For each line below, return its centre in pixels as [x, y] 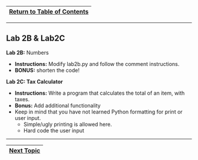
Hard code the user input [54, 130]
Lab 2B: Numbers [27, 52]
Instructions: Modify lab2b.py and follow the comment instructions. [97, 64]
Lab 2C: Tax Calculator [34, 81]
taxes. [22, 99]
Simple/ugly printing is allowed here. [67, 124]
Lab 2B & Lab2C [36, 39]
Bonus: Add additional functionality [58, 105]
